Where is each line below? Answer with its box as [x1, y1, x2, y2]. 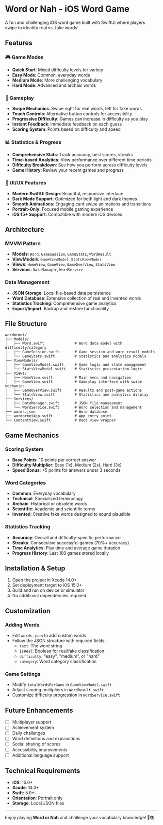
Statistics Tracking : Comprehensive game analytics [12, 300, 116, 306]
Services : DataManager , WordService [12, 267, 83, 273]
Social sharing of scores [12, 741, 61, 747]
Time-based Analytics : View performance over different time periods [12, 157, 152, 163]
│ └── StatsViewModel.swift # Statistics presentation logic [5, 367, 142, 372]
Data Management [5, 279, 50, 286]
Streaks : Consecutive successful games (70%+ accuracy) [12, 540, 130, 545]
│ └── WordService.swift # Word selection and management [5, 405, 142, 410]
